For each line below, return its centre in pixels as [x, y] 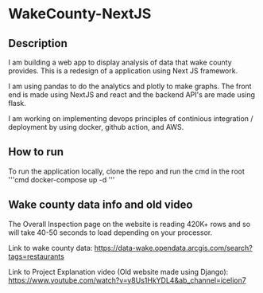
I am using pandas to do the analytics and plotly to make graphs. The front [130, 86]
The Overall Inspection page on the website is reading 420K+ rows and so [130, 224]
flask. [17, 103]
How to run [36, 152]
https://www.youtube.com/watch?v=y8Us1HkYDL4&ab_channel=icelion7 [127, 280]
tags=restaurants [37, 256]
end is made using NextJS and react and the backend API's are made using [132, 95]
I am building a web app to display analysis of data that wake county [120, 62]
